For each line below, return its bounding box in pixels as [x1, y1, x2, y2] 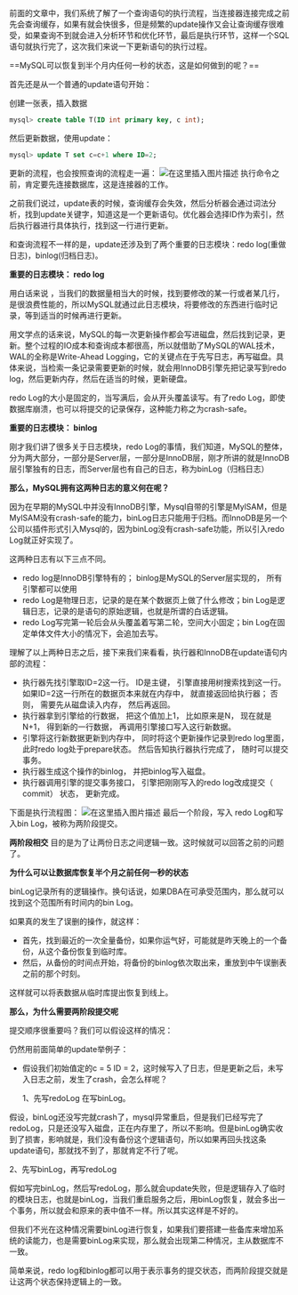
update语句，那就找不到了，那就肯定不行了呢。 [9, 1145, 183, 1155]
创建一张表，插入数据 [9, 98, 87, 109]
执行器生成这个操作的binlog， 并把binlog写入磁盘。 [21, 766, 211, 776]
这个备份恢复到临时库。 [45, 945, 132, 956]
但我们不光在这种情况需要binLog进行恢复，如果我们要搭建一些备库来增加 [9, 1224, 277, 1235]
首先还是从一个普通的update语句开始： [9, 79, 152, 89]
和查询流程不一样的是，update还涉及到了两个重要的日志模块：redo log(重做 [9, 238, 286, 249]
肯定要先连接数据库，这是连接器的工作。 [24, 179, 173, 189]
